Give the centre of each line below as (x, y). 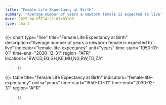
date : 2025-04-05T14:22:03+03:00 (40, 19)
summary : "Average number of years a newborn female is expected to (77, 14)
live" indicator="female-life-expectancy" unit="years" (60, 48)
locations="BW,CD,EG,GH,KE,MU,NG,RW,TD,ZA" (54, 58)
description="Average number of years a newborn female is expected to (79, 43)
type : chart (17, 23)
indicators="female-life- (128, 77)
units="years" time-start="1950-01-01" (71, 83)
